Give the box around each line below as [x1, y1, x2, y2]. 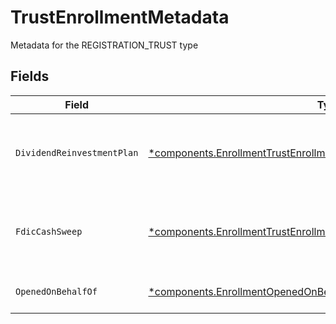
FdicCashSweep [15, 226, 83, 237]
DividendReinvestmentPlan [15, 147, 139, 158]
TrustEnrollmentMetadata [10, 6, 230, 29]
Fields [10, 68, 50, 85]
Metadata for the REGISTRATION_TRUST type [10, 39, 199, 51]
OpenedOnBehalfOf [15, 286, 98, 297]
